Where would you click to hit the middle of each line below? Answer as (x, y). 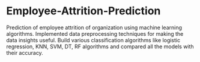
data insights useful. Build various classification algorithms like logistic (93, 40)
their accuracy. (25, 52)
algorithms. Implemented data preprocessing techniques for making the (95, 33)
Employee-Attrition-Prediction (83, 11)
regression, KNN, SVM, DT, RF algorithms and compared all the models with (100, 46)
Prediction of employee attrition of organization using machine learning (94, 27)
